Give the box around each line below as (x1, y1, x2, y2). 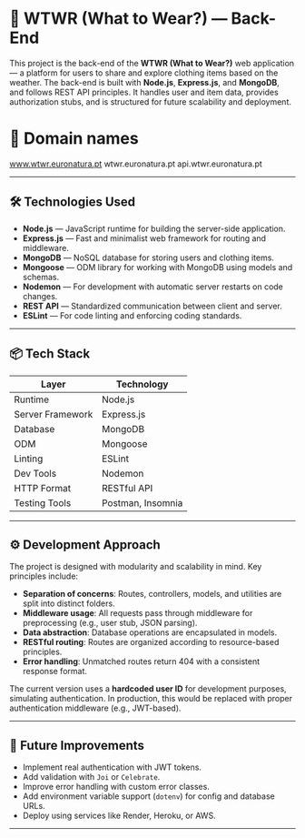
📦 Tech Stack (9, 346, 91, 362)
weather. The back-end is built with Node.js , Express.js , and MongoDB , (9, 76, 280, 87)
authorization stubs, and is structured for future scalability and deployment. (9, 96, 292, 107)
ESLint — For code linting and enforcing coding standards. (22, 309, 242, 321)
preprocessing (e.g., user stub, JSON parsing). (22, 618, 198, 629)
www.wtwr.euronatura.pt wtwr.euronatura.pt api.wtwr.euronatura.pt (9, 158, 263, 169)
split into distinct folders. (22, 598, 115, 609)
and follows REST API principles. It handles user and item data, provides (9, 86, 279, 97)
